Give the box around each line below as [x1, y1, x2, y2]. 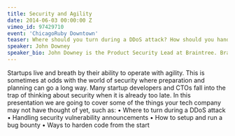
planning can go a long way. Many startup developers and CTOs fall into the [7, 83, 226, 92]
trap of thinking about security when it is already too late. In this [7, 90, 191, 99]
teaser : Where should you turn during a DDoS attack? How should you [7, 36, 215, 43]
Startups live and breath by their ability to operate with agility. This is [7, 68, 205, 77]
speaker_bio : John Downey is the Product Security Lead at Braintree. [7, 50, 218, 57]
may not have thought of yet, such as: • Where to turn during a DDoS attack [7, 106, 226, 114]
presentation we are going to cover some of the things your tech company [7, 98, 222, 107]
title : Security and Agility [7, 10, 92, 18]
